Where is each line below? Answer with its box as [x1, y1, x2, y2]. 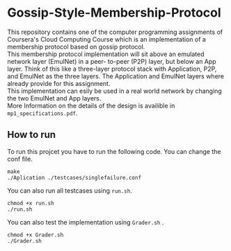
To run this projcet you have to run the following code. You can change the [7, 147, 221, 155]
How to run [7, 129, 56, 141]
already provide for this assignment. [7, 79, 111, 87]
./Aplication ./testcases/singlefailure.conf [7, 174, 141, 181]
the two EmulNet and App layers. [7, 94, 102, 102]
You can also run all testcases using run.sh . [7, 186, 132, 195]
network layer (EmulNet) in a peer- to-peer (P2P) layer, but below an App [7, 57, 217, 65]
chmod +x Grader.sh [7, 231, 64, 239]
